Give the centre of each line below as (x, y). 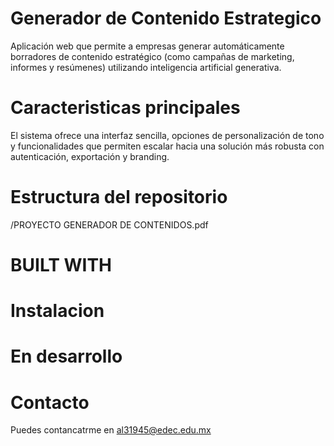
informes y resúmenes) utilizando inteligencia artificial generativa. (146, 67)
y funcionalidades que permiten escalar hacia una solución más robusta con (167, 146)
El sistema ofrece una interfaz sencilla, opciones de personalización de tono (167, 135)
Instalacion (57, 311)
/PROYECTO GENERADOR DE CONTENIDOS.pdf (109, 224)
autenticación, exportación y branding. (90, 156)
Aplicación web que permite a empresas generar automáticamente (147, 46)
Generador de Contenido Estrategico (166, 18)
